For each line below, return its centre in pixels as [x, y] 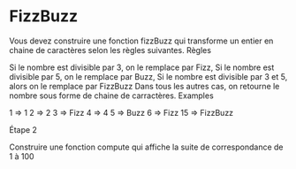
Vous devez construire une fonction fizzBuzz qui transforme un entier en [141, 41]
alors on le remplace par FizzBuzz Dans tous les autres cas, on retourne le [144, 86]
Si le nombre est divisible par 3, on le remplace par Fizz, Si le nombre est [142, 67]
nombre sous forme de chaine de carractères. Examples [111, 96]
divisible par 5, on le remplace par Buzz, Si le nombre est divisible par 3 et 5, [148, 76]
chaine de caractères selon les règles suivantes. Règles [110, 50]
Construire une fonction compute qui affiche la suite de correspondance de [146, 147]
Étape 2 [23, 129]
